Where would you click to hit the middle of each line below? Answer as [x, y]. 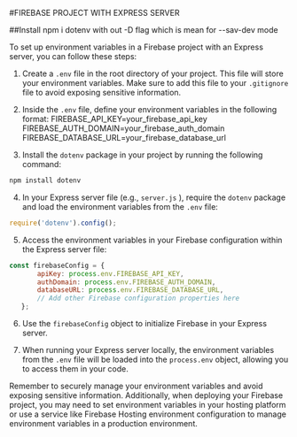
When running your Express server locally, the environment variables [148, 350]
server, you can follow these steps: [73, 56]
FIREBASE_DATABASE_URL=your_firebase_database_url [124, 138]
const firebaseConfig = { [57, 265]
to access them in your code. [75, 369]
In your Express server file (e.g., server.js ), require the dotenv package [154, 197]
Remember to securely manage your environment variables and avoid [136, 386]
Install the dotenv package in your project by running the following [142, 155]
